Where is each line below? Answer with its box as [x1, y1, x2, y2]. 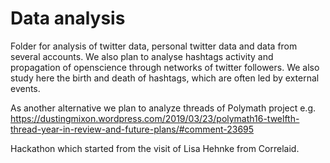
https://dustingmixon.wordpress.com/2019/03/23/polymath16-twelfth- [10, 112, 300, 124]
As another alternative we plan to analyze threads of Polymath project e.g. [10, 102, 317, 114]
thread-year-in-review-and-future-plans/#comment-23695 [10, 123, 255, 135]
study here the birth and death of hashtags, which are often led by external [10, 72, 320, 84]
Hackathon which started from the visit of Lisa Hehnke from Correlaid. [10, 142, 300, 154]
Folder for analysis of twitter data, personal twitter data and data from [10, 40, 298, 52]
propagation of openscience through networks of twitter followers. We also [10, 61, 320, 73]
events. [10, 82, 41, 94]
